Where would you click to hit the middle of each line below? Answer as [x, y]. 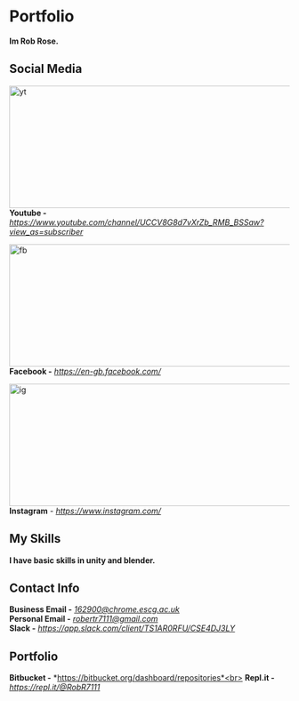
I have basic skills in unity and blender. [82, 560]
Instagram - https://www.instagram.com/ [85, 511]
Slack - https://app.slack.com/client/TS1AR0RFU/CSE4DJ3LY [122, 628]
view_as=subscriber [46, 231]
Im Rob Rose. [34, 41]
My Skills [35, 539]
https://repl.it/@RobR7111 [55, 688]
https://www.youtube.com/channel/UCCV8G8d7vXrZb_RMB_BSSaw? [137, 222]
